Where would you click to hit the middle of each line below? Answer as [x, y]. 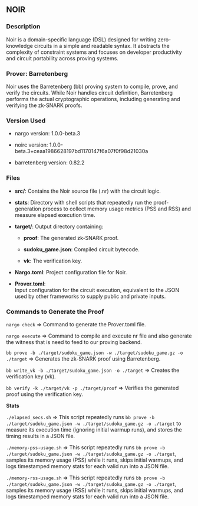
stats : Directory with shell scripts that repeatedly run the [83, 202]
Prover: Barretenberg [37, 73]
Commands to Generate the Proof [55, 312]
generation [28, 209]
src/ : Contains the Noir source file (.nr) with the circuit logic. [88, 191]
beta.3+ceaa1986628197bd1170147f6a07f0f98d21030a [81, 151]
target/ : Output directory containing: [59, 226]
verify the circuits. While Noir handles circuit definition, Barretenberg [89, 93]
